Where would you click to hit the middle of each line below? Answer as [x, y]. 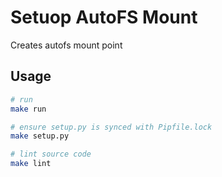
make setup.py [40, 136]
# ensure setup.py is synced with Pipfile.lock [111, 127]
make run [28, 109]
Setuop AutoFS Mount [104, 17]
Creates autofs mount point [66, 45]
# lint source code [51, 154]
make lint [31, 164]
